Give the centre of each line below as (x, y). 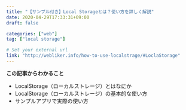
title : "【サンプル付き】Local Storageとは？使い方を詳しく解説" (80, 12)
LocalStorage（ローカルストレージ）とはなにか (73, 86)
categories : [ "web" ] (32, 33)
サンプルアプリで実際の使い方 (51, 101)
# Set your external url (37, 50)
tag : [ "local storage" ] (36, 39)
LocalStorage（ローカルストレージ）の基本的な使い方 (81, 93)
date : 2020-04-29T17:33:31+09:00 (48, 17)
